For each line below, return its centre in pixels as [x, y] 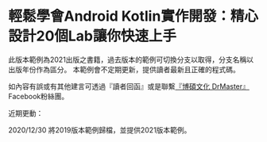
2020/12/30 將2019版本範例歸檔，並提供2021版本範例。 [100, 130]
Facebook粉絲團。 [39, 96]
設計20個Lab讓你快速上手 [93, 36]
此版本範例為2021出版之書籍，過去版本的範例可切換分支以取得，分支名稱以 [131, 59]
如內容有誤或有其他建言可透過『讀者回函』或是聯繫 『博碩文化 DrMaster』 [129, 86]
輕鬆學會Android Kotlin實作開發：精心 [133, 16]
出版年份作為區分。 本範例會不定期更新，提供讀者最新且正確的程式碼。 [124, 69]
